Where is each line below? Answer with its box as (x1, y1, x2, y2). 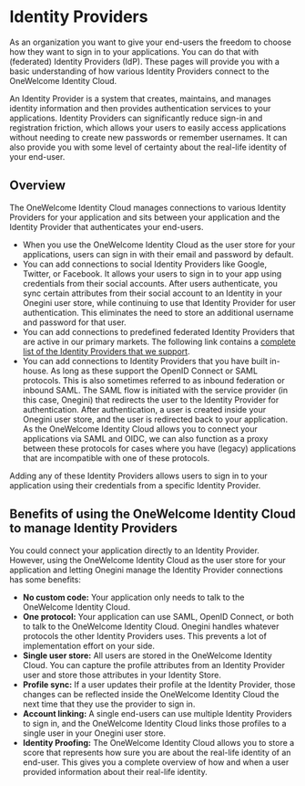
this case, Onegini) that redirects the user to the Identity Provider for (22, 394, 280, 405)
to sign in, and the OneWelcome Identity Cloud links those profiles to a (22, 718, 287, 728)
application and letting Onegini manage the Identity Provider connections (9, 564, 284, 575)
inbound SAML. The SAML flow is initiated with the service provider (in (22, 384, 289, 395)
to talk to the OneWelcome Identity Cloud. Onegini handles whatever (22, 621, 280, 632)
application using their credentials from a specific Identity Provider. (9, 479, 261, 490)
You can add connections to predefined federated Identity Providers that (22, 326, 296, 337)
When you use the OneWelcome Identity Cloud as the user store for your (22, 239, 296, 250)
